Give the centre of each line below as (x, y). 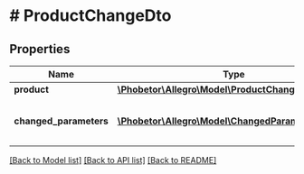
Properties (40, 49)
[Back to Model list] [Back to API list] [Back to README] (113, 160)
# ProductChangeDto (90, 16)
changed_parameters (61, 121)
